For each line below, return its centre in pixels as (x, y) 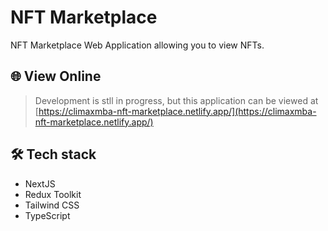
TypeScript (47, 215)
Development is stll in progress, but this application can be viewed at (176, 100)
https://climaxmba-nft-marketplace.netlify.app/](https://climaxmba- (177, 111)
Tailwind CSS (52, 205)
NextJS (40, 183)
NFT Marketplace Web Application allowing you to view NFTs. (137, 45)
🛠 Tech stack (53, 154)
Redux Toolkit (53, 194)
